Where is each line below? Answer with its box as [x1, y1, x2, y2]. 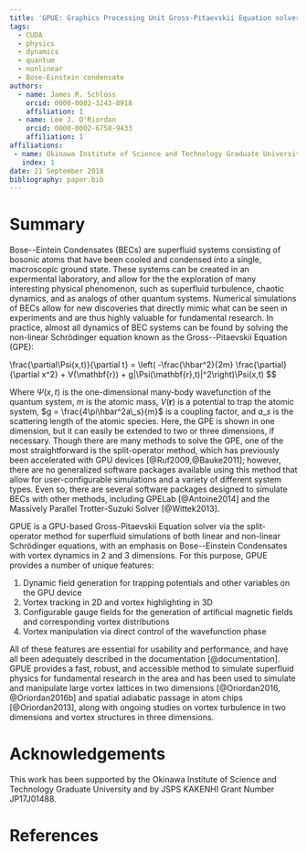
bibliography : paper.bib [9, 175, 104, 184]
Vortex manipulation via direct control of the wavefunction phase [22, 626, 267, 637]
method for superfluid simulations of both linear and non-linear [44, 531, 281, 542]
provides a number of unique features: [9, 559, 154, 571]
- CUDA [17, 30, 43, 39]
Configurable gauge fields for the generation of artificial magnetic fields [22, 607, 294, 618]
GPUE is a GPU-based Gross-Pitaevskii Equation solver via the [9, 521, 245, 532]
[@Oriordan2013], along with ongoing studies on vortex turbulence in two [9, 702, 286, 713]
